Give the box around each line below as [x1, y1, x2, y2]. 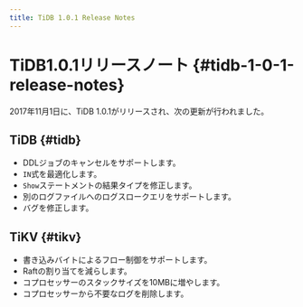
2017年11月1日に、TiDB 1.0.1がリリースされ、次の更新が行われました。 [9, 106, 270, 116]
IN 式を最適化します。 [22, 169, 102, 180]
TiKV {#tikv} [9, 229, 82, 245]
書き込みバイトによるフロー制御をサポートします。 [22, 255, 213, 265]
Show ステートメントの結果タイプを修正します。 [22, 180, 197, 191]
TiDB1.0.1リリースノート [9, 55, 190, 75]
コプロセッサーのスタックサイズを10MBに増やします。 [22, 277, 225, 288]
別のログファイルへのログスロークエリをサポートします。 [22, 191, 237, 202]
